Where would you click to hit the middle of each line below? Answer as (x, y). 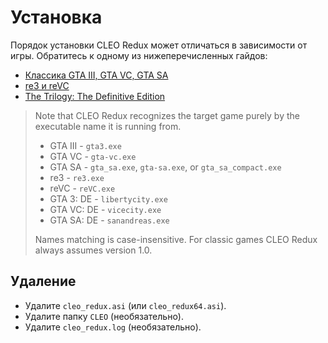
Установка (56, 17)
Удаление (43, 281)
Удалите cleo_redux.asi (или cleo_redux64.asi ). (125, 305)
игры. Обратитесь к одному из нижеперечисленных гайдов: (139, 55)
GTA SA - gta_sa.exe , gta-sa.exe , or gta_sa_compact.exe (165, 167)
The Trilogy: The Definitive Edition (95, 96)
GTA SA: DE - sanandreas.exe (109, 220)
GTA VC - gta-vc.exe (93, 156)
